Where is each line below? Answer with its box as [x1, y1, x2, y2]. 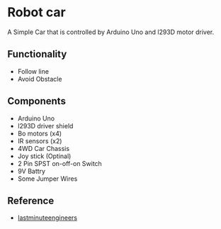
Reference [7, 194, 55, 206]
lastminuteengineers [17, 213, 78, 222]
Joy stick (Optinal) [17, 152, 72, 160]
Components [7, 95, 66, 107]
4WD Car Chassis [17, 144, 69, 152]
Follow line [17, 67, 50, 75]
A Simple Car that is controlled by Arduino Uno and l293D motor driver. [7, 28, 215, 36]
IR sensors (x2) [17, 136, 62, 145]
